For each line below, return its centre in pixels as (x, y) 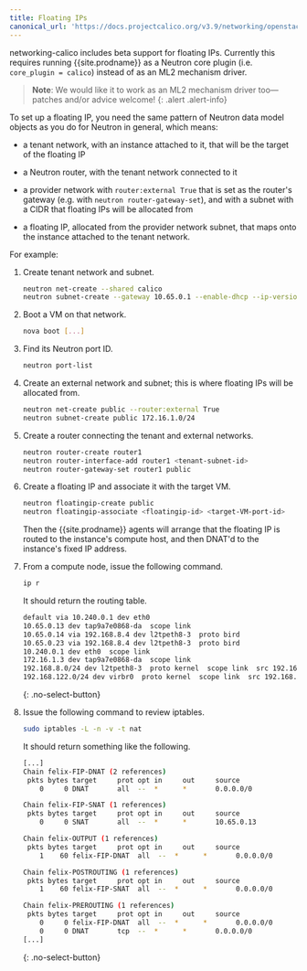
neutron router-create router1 (82, 452)
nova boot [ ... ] (53, 331)
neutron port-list (58, 366)
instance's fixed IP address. (75, 549)
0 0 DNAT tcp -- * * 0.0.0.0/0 (146, 931)
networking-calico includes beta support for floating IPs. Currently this (143, 52)
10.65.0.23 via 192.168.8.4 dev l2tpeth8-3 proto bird (131, 643)
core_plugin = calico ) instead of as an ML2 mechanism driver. (128, 72)
